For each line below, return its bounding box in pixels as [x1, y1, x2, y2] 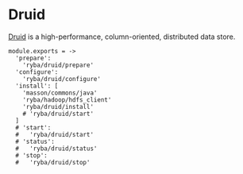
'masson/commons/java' [22, 89, 98, 97]
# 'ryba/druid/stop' [15, 158, 91, 166]
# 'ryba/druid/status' [15, 145, 98, 153]
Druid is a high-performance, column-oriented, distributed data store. [8, 32, 236, 41]
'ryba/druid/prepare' [22, 61, 94, 69]
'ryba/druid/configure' [22, 75, 102, 83]
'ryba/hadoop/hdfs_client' [22, 95, 112, 104]
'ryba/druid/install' [22, 102, 94, 110]
